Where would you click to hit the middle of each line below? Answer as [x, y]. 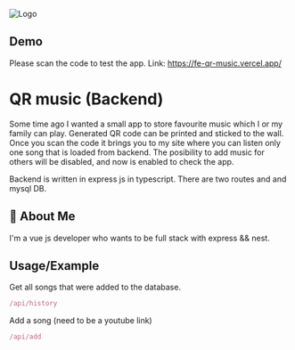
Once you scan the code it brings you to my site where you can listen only [145, 142]
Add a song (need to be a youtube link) [81, 321]
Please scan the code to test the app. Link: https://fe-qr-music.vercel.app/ [146, 63]
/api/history [33, 304]
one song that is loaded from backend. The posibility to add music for [137, 152]
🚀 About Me [42, 217]
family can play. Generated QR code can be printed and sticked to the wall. [147, 133]
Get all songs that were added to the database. [95, 287]
